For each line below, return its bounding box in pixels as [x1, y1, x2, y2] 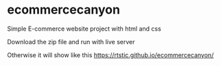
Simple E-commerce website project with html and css [7, 24, 161, 33]
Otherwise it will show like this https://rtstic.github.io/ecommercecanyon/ [7, 50, 214, 59]
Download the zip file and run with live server [7, 37, 135, 46]
